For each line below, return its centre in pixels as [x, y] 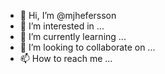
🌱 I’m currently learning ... [73, 36]
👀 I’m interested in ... [62, 26]
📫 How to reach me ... [66, 58]
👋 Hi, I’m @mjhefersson [68, 15]
